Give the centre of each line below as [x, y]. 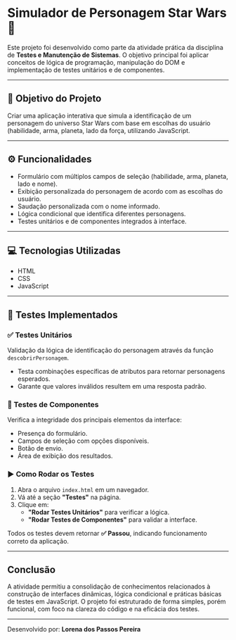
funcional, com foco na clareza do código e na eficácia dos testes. [104, 609]
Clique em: [33, 504]
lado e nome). [38, 184]
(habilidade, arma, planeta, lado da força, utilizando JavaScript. [99, 130]
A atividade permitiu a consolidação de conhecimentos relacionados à [109, 586]
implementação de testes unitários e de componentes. [86, 70]
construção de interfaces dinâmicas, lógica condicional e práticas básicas [114, 594]
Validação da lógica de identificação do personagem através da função [111, 351]
